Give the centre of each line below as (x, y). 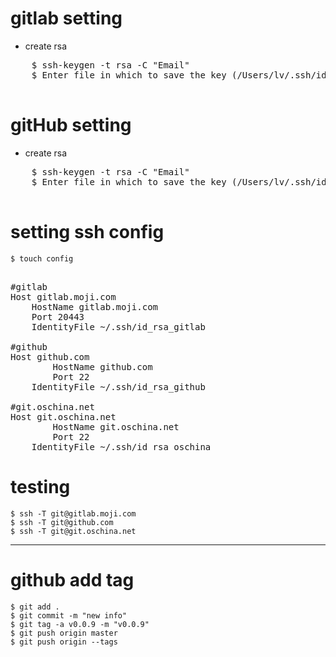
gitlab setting (66, 18)
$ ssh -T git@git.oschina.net (73, 531)
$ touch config (42, 258)
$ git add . (35, 607)
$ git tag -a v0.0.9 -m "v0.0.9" (80, 624)
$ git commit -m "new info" (69, 615)
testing (40, 487)
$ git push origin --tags (64, 642)
